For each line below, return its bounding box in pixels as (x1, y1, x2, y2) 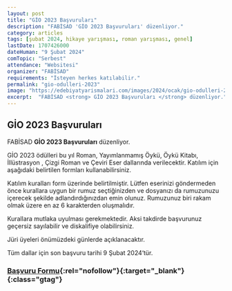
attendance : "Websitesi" (7, 62, 79, 68)
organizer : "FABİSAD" (7, 68, 70, 75)
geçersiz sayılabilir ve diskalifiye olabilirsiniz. (7, 222, 135, 230)
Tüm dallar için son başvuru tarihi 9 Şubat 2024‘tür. (7, 248, 153, 256)
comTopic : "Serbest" (7, 55, 67, 62)
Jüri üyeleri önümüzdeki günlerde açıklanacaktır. (7, 235, 145, 243)
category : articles (7, 29, 64, 37)
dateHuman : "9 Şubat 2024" (7, 49, 85, 56)
